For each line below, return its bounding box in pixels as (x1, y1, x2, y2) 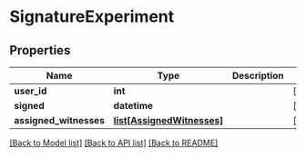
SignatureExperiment (9, 6, 175, 27)
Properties (9, 43, 71, 58)
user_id (14, 84, 47, 97)
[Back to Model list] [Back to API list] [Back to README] (9, 138, 219, 148)
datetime (113, 100, 153, 112)
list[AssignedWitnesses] (113, 114, 224, 126)
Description (231, 70, 284, 82)
